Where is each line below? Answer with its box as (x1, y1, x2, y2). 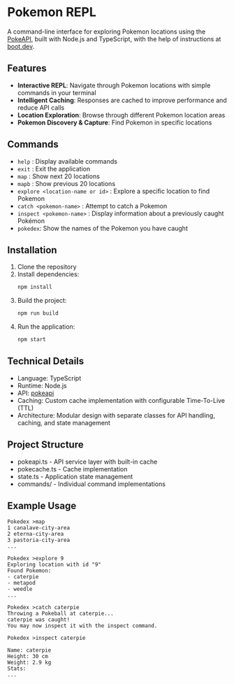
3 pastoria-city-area (7, 536, 71, 544)
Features (7, 62, 47, 74)
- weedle (7, 585, 33, 593)
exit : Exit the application (17, 164, 91, 173)
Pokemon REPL (7, 4, 96, 20)
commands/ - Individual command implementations (17, 480, 166, 488)
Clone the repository (17, 263, 77, 271)
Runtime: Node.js (17, 381, 68, 390)
